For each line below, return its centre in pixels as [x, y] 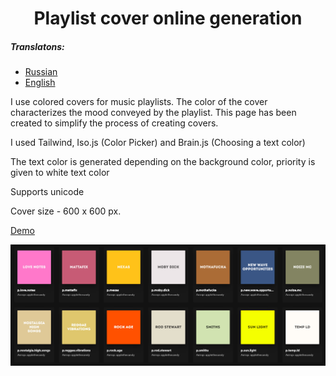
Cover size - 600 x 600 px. [66, 211]
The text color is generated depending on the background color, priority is [163, 162]
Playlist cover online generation [168, 18]
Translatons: [37, 46]
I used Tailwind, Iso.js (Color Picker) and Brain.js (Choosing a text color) [158, 143]
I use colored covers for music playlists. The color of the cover [139, 102]
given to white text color [60, 173]
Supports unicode [47, 192]
